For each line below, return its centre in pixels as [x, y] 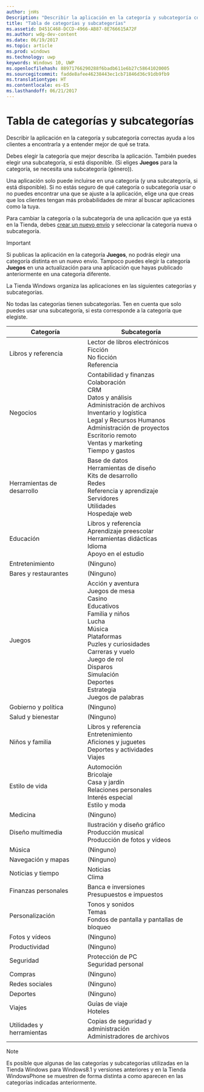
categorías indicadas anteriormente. [52, 1082]
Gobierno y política [36, 707]
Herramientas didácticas [122, 538]
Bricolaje [100, 775]
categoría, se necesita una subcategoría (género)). [70, 169]
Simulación [103, 674]
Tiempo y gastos [111, 450]
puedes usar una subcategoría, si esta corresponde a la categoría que [94, 310]
